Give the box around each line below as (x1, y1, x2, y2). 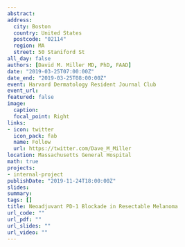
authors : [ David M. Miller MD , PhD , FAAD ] (7, 62, 132, 68)
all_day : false (7, 55, 51, 62)
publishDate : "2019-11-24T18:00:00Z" (7, 177, 116, 184)
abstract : (7, 10, 36, 17)
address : (7, 17, 33, 24)
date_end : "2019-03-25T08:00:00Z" (7, 74, 107, 82)
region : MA (13, 42, 45, 49)
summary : (7, 190, 33, 197)
